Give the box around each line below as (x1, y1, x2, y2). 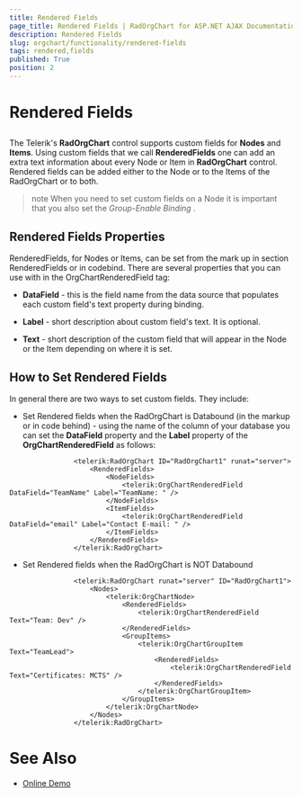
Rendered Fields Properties (9, 228, 165, 244)
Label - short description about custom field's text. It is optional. (22, 317, 261, 327)
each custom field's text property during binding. (22, 299, 205, 310)
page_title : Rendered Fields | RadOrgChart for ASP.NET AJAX (9, 22, 244, 31)
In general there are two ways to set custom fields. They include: (9, 393, 250, 405)
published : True (9, 55, 70, 64)
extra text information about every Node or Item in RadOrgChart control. (9, 157, 278, 167)
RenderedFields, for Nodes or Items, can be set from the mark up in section (9, 253, 289, 264)
